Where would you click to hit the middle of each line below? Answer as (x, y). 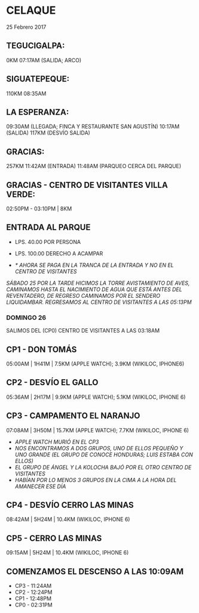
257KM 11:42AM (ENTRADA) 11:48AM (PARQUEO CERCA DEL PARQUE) (94, 166)
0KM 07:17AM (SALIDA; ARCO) (44, 60)
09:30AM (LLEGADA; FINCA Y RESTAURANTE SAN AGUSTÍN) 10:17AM (93, 127)
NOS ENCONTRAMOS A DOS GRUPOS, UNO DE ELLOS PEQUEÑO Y (99, 448)
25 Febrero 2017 (26, 27)
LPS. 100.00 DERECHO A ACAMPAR (59, 253)
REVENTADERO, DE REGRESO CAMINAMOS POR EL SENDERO (83, 295)
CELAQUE (31, 10)
